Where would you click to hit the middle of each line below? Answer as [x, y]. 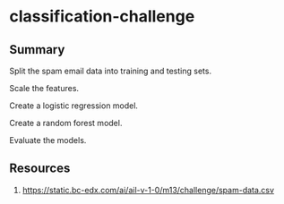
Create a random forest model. [66, 123]
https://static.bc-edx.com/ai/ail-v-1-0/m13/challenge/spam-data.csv [148, 190]
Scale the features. [44, 88]
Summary [37, 50]
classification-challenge [102, 17]
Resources [40, 169]
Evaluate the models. [48, 140]
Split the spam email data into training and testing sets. [111, 71]
